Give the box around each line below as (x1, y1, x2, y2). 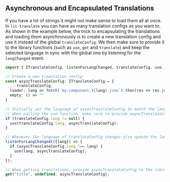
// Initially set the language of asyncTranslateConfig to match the (5, 106, 155, 112)
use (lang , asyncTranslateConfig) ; (14, 149, 87, 154)
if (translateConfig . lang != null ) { (5, 116, 85, 121)
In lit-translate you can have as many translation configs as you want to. (5, 23, 161, 29)
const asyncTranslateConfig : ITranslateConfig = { (5, 78, 114, 84)
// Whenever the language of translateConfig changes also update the (5, 134, 157, 140)
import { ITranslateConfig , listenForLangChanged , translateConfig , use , (5, 65, 164, 70)
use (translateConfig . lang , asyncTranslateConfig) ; (10, 121, 119, 126)
